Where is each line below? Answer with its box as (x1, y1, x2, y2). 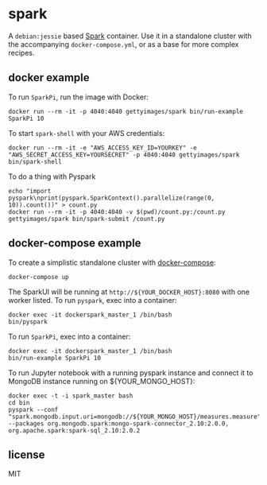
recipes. (8, 48, 35, 57)
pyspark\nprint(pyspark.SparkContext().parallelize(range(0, (8, 194, 215, 202)
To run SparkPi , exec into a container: (8, 332, 131, 341)
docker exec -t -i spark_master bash (8, 391, 133, 400)
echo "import (8, 187, 52, 195)
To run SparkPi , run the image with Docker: (8, 92, 149, 102)
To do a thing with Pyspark (8, 172, 96, 181)
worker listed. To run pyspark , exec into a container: (8, 295, 177, 305)
